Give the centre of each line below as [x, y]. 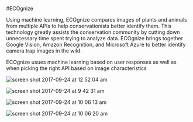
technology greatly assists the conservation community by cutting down [93, 32]
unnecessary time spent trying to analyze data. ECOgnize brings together [94, 38]
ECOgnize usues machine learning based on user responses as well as [91, 62]
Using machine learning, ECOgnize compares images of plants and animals [96, 20]
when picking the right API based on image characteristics [77, 68]
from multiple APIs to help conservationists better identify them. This [89, 26]
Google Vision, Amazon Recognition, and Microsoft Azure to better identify [96, 44]
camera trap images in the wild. [44, 51]
